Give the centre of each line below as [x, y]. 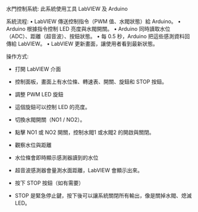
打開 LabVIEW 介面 [38, 69]
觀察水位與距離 [33, 145]
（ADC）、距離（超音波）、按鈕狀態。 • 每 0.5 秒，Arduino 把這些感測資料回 [98, 36]
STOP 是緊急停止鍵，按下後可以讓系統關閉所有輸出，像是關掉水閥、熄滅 [103, 196]
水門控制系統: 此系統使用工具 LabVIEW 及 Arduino [67, 9]
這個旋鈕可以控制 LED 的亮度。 [53, 107]
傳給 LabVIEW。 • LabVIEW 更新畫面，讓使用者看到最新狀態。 [82, 44]
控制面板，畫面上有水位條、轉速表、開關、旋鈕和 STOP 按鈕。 [91, 82]
